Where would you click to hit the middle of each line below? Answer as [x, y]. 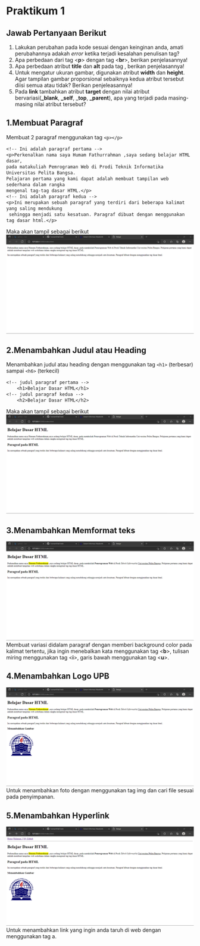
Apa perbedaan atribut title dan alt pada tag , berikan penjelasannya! [99, 66]
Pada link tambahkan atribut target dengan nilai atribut [82, 91]
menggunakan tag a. [31, 936]
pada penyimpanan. [31, 797]
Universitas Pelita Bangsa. [41, 173]
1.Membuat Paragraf [45, 123]
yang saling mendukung [34, 209]
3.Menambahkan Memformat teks [71, 530]
